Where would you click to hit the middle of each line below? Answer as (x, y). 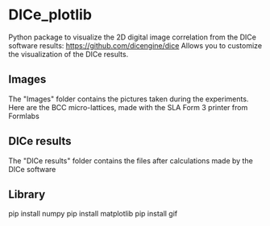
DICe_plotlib (50, 15)
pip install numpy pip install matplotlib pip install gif (93, 214)
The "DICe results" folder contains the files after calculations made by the (131, 160)
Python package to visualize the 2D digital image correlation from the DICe (132, 37)
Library (27, 194)
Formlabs (24, 116)
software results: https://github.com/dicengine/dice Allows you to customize (135, 45)
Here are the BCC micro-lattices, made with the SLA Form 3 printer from (128, 107)
